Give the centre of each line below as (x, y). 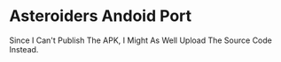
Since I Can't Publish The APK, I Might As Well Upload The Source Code (140, 40)
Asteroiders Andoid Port (101, 16)
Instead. (24, 49)
